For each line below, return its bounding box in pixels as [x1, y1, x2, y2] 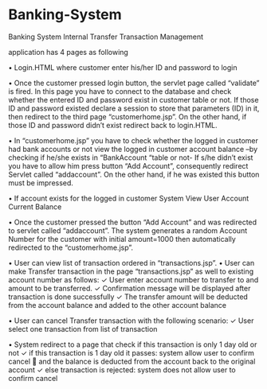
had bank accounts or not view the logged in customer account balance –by [8, 144, 258, 154]
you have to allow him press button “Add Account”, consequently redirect [8, 161, 249, 170]
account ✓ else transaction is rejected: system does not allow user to [8, 364, 237, 375]
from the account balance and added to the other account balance [8, 300, 227, 309]
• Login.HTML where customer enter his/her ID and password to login [8, 62, 238, 72]
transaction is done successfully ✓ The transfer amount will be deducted [8, 292, 249, 301]
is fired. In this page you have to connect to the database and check [8, 86, 232, 96]
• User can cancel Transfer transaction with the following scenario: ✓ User [8, 316, 254, 325]
